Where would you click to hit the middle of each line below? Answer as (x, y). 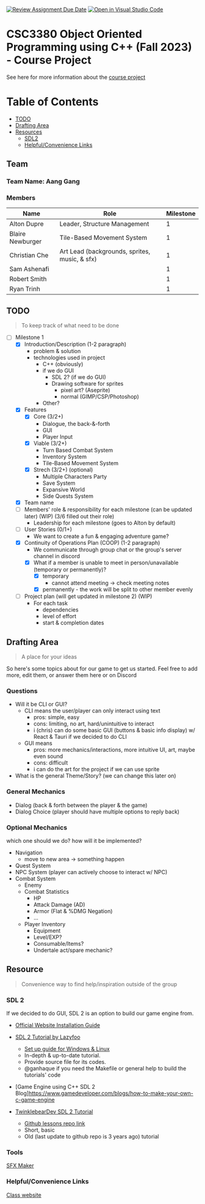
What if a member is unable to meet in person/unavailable (106, 563)
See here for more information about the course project (76, 77)
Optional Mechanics (37, 828)
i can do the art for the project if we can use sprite (96, 769)
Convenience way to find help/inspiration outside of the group (99, 984)
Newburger (26, 242)
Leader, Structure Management (104, 224)
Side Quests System (68, 496)
